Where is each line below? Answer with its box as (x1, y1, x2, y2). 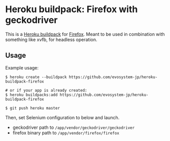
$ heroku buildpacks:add (5, 92, 58, 97)
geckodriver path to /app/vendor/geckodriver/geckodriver (12, 124, 135, 130)
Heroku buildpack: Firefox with (5, 4, 138, 15)
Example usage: (5, 64, 39, 70)
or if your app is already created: (10, 88, 87, 93)
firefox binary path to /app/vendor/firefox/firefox (12, 129, 119, 135)
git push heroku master (10, 105, 60, 111)
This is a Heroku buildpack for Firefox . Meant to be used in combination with (5, 31, 165, 37)
